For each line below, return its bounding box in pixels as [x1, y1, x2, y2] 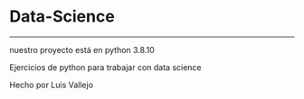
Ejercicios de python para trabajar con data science [9, 61, 202, 73]
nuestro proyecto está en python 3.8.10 [9, 44, 156, 55]
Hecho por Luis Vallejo [9, 79, 93, 90]
